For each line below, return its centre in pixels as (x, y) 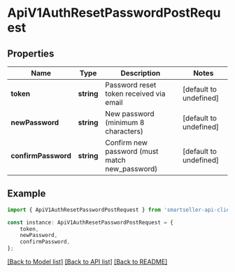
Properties (31, 53)
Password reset (130, 85)
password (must (131, 151)
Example (27, 194)
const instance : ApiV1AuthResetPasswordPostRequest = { (90, 222)
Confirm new (126, 143)
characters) (124, 131)
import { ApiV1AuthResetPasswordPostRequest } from (84, 210)
